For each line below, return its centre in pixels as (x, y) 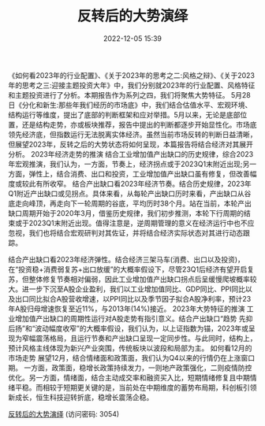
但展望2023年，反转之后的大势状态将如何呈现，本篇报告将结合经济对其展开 (131, 144)
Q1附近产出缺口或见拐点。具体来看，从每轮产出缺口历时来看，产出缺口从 (126, 193)
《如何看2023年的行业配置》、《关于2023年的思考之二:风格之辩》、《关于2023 (131, 75)
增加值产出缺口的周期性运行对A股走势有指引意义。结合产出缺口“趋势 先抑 (134, 318)
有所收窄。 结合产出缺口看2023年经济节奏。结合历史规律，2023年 (144, 183)
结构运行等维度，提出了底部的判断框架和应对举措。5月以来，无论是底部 (124, 114)
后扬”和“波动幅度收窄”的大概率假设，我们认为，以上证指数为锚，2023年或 (129, 328)
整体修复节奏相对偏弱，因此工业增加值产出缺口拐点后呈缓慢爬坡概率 (139, 279)
